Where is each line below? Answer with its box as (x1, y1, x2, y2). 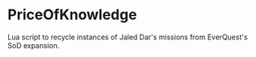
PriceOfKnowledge (7, 6, 137, 24)
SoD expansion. (7, 40, 60, 50)
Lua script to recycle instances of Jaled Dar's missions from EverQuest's (7, 32, 248, 42)
